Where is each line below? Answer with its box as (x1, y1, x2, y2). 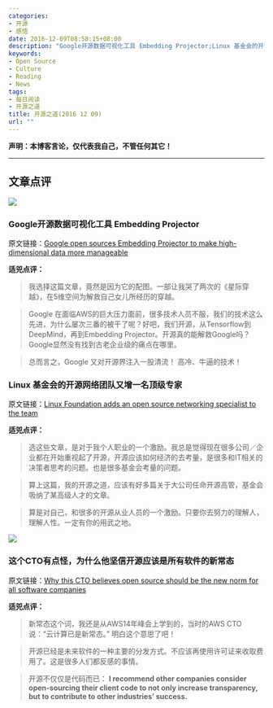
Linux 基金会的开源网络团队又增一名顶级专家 (8, 379, 183, 391)
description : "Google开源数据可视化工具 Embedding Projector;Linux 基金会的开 (8, 42, 264, 50)
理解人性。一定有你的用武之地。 (28, 518, 136, 527)
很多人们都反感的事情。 (63, 656, 143, 666)
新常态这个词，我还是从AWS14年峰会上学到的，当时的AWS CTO (28, 618, 242, 628)
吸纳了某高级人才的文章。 (28, 490, 115, 500)
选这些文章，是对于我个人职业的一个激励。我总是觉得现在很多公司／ (28, 443, 257, 452)
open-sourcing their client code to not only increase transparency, (28, 683, 258, 693)
